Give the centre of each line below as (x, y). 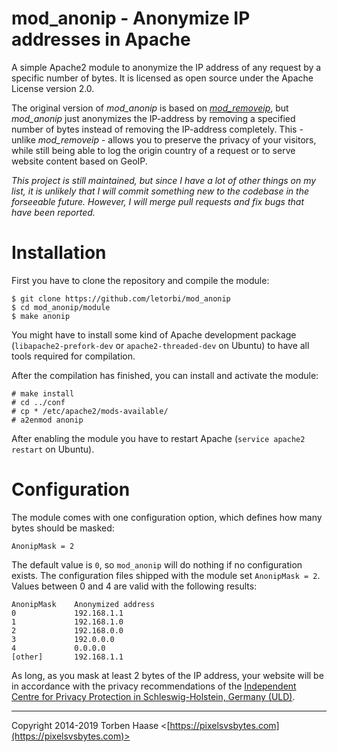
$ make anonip (41, 316)
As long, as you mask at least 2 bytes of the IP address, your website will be (167, 675)
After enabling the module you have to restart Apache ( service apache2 (158, 438)
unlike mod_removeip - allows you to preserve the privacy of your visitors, (164, 139)
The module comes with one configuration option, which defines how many (167, 517)
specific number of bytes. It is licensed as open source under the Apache (162, 78)
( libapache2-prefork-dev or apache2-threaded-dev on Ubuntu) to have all (160, 345)
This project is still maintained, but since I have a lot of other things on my (164, 180)
